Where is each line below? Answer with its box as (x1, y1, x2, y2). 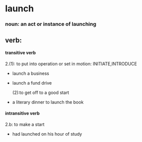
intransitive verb (5, 110, 40, 116)
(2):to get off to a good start (12, 90, 70, 95)
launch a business (12, 70, 49, 76)
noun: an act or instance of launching (5, 21, 97, 28)
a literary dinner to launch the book (12, 99, 84, 105)
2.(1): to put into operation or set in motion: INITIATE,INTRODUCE (5, 60, 137, 67)
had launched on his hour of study (12, 131, 82, 137)
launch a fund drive (12, 80, 52, 86)
